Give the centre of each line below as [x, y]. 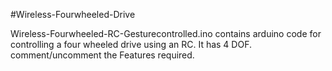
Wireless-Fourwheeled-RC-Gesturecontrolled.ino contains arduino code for [166, 33]
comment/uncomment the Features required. [102, 55]
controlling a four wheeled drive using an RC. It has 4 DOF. [131, 44]
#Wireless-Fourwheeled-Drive [73, 14]
